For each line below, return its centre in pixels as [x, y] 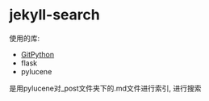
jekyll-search [54, 15]
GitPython [38, 54]
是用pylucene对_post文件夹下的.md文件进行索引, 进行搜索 [105, 88]
